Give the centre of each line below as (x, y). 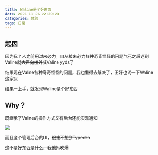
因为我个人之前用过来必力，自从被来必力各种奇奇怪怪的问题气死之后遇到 (77, 56)
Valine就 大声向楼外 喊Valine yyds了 (39, 62)
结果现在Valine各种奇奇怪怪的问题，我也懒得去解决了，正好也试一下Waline (79, 72)
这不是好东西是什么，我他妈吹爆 (37, 147)
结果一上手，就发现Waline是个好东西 (42, 89)
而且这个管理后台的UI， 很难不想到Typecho (48, 137)
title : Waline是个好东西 (28, 9)
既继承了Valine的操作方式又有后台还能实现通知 (51, 118)
